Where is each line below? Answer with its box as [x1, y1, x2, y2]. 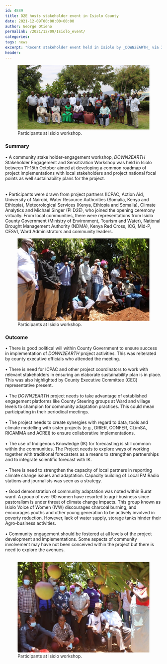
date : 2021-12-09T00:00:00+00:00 [5, 18, 75, 23]
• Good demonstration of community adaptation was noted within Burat [5, 488, 152, 494]
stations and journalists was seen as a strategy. [5, 478, 102, 484]
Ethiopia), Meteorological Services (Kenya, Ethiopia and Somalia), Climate [5, 202, 156, 208]
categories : [5, 34, 30, 39]
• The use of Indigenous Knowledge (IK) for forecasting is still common [5, 441, 151, 447]
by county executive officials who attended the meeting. [5, 356, 120, 362]
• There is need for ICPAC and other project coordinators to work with [5, 366, 148, 372]
